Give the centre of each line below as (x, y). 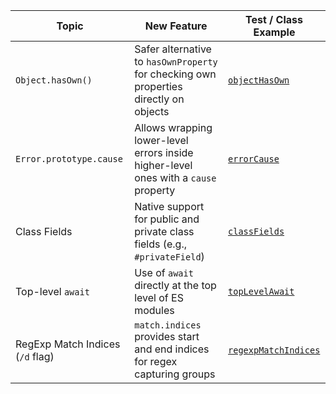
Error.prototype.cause (69, 159)
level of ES (159, 297)
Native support (169, 206)
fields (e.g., (161, 244)
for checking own (175, 74)
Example (274, 32)
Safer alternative (173, 49)
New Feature (176, 26)
